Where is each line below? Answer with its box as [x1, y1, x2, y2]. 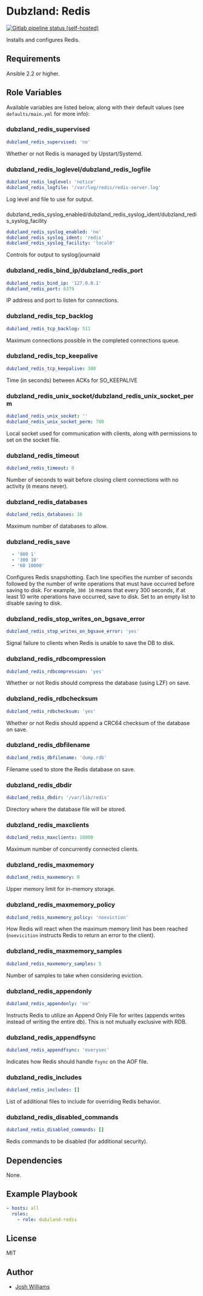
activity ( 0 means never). [6, 482, 68, 489]
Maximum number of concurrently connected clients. [6, 845, 139, 853]
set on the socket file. [6, 436, 61, 443]
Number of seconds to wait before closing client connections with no [6, 476, 179, 483]
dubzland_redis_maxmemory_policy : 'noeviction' [6, 914, 129, 921]
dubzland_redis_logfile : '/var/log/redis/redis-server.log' [6, 184, 162, 191]
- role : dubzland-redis [17, 1216, 78, 1223]
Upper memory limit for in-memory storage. [6, 885, 116, 893]
